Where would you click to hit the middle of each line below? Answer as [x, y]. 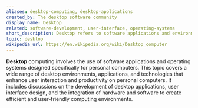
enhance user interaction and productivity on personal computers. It [89, 80]
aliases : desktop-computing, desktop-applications [70, 12]
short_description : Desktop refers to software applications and [88, 34]
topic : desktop [25, 39]
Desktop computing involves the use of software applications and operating [98, 61]
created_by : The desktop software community [62, 17]
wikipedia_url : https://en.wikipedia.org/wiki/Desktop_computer [87, 45]
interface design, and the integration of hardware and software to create [94, 93]
